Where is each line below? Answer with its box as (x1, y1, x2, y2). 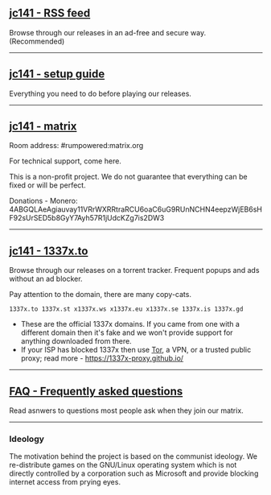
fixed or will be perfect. (9, 180, 87, 190)
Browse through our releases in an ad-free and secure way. (9, 27, 207, 37)
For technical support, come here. (9, 156, 121, 166)
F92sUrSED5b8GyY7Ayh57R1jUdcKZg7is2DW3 (9, 213, 165, 223)
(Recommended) (9, 36, 65, 46)
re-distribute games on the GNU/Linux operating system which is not (9, 460, 237, 470)
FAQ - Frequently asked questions (9, 384, 183, 398)
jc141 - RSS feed (9, 6, 91, 20)
